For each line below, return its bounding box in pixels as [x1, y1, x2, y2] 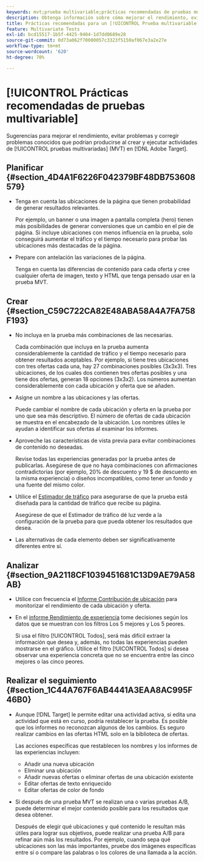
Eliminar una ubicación [24, 766, 81, 774]
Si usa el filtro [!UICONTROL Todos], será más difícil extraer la [15, 632, 171, 639]
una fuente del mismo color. [15, 481, 85, 488]
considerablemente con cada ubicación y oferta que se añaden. [15, 382, 175, 390]
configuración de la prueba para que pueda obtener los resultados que [15, 518, 193, 525]
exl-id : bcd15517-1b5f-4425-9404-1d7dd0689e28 [6, 32, 126, 38]
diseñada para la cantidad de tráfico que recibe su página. [15, 499, 161, 507]
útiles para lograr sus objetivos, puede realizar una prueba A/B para [15, 829, 185, 836]
